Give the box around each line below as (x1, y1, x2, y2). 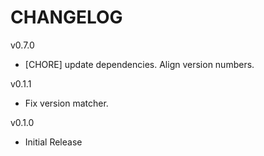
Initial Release (24, 136, 83, 148)
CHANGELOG (10, 6, 123, 29)
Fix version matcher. (24, 97, 109, 109)
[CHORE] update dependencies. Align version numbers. (24, 58, 255, 70)
